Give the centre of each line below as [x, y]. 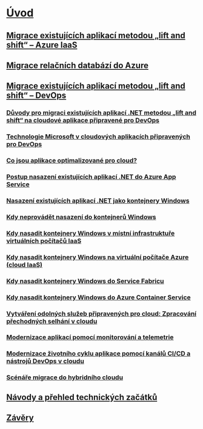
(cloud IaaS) [25, 265]
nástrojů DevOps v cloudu [45, 361]
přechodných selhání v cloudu [52, 321]
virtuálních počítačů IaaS [44, 241]
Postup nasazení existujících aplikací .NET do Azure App [91, 177]
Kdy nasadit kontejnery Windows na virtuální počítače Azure [98, 257]
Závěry [20, 418]
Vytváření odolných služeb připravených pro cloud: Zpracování [101, 314]
